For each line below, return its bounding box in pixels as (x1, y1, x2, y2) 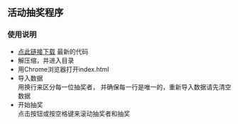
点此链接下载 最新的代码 (17, 47, 89, 55)
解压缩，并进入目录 (17, 56, 75, 64)
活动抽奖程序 (7, 6, 64, 19)
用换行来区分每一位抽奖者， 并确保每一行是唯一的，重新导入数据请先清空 (17, 82, 232, 91)
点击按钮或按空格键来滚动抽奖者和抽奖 (17, 109, 130, 118)
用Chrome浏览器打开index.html (17, 64, 109, 73)
